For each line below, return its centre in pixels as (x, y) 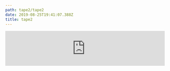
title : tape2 (19, 19)
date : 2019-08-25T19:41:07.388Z (39, 15)
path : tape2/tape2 (25, 10)
